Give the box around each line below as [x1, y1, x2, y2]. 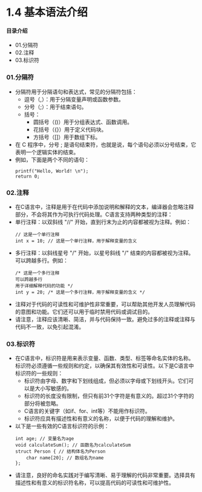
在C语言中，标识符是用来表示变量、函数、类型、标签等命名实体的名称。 [15, 354, 195, 362]
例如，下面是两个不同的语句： [15, 156, 90, 163]
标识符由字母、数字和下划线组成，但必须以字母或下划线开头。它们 [24, 377, 189, 385]
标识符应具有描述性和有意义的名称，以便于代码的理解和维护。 [24, 415, 178, 423]
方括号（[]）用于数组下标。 [33, 133, 101, 141]
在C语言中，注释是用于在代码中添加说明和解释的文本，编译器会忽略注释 [15, 203, 195, 210]
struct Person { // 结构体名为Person [15, 449, 106, 455]
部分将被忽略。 [24, 400, 62, 407]
